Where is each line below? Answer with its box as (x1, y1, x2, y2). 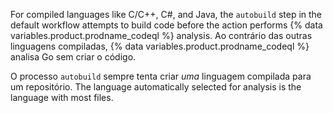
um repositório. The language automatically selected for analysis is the (10, 81, 302, 93)
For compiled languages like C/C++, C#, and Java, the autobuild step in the (10, 9, 323, 20)
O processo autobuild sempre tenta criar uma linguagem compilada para (10, 70, 312, 82)
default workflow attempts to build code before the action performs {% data (10, 19, 323, 31)
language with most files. (10, 92, 114, 103)
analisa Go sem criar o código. (10, 51, 137, 63)
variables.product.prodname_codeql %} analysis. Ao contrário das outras (10, 30, 313, 41)
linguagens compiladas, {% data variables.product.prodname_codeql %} (10, 40, 310, 52)
